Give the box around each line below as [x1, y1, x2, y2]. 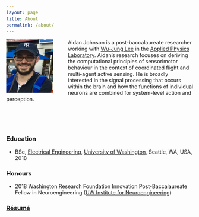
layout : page [6, 9, 39, 15]
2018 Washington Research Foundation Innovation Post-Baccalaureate [14, 183, 188, 190]
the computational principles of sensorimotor [68, 58, 178, 65]
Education [6, 135, 37, 143]
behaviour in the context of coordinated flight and [68, 64, 189, 71]
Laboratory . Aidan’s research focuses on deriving [68, 52, 188, 59]
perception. [6, 95, 34, 103]
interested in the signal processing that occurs [68, 77, 182, 84]
